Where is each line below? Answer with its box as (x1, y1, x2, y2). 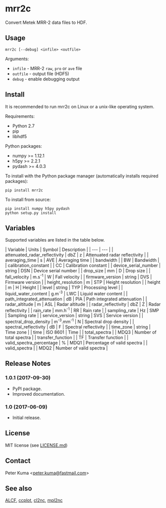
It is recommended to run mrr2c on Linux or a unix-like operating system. (5, 103, 155, 109)
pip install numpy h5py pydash (5, 206, 70, 211)
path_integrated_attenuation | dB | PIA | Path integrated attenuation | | (5, 296, 147, 302)
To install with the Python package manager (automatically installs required (5, 172, 159, 179)
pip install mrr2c (5, 187, 43, 193)
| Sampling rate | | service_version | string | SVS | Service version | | (5, 313, 144, 319)
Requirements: (5, 113, 35, 119)
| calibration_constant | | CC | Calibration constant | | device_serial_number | (5, 262, 161, 268)
